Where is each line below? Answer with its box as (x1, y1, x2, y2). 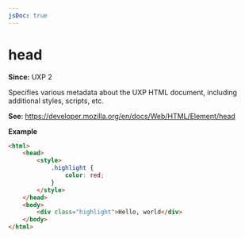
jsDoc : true (8, 11, 48, 20)
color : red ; (64, 171, 105, 179)
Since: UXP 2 (8, 72, 53, 82)
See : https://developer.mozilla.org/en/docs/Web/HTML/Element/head (8, 111, 235, 121)
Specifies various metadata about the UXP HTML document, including (8, 87, 238, 97)
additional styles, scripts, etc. (8, 96, 105, 106)
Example (8, 126, 38, 136)
